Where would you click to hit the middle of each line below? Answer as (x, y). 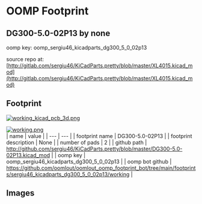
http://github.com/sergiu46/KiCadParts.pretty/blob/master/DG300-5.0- (94, 149)
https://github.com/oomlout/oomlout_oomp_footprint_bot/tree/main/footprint (101, 168)
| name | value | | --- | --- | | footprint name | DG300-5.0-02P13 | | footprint (99, 136)
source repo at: (25, 59)
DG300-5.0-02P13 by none (58, 33)
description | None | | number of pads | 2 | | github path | (77, 142)
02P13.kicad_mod (28, 155)
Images (20, 193)
